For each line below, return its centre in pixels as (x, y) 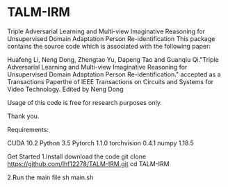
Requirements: (28, 129)
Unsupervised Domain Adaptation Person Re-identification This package (111, 38)
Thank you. (23, 116)
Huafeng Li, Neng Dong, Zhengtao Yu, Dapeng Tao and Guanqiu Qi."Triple (113, 59)
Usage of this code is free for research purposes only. (84, 102)
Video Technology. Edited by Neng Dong (65, 89)
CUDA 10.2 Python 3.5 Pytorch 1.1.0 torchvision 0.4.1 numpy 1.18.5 (100, 143)
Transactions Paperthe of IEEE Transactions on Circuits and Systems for (111, 81)
